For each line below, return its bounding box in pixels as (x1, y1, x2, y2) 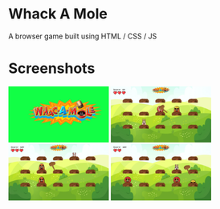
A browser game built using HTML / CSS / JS (8, 31, 157, 41)
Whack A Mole (8, 5, 108, 23)
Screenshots (8, 59, 96, 78)
